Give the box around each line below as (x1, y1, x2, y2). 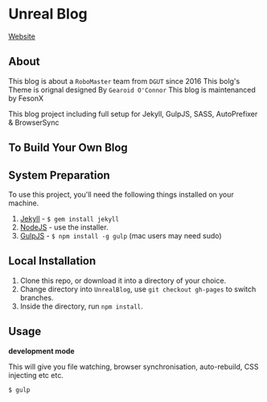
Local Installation (8, 255, 97, 268)
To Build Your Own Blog (8, 141, 129, 155)
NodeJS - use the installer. (19, 222, 109, 232)
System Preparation (8, 168, 110, 182)
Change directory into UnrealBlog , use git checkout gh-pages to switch (19, 284, 257, 294)
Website (8, 31, 36, 41)
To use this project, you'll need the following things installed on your (8, 189, 235, 199)
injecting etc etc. (8, 370, 64, 379)
